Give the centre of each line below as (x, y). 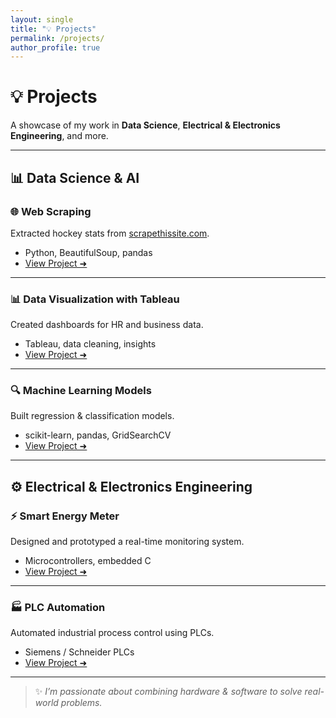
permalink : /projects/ (57, 38)
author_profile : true (55, 47)
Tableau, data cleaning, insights (90, 344)
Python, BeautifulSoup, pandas (88, 252)
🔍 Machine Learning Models (81, 391)
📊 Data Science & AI (75, 177)
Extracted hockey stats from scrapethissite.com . (110, 233)
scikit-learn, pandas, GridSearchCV (98, 435)
